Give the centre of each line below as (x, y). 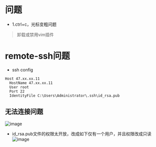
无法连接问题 (24, 112)
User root (19, 87)
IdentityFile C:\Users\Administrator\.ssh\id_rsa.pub (64, 96)
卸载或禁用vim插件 (35, 34)
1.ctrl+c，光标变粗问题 (34, 24)
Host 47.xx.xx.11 (22, 79)
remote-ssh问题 (37, 56)
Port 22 (17, 91)
